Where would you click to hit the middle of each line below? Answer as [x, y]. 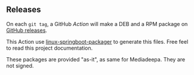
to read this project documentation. [50, 48]
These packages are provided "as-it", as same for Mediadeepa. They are [96, 59]
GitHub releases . [27, 30]
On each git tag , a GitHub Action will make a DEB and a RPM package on [97, 24]
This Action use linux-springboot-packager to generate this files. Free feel [97, 41]
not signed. [20, 66]
